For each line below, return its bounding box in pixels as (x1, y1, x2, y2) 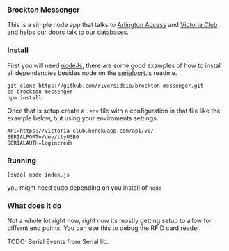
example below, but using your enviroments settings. (7, 113, 159, 122)
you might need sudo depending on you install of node (7, 183, 162, 192)
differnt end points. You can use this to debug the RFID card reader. (7, 224, 201, 232)
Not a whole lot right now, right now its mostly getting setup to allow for (7, 217, 212, 225)
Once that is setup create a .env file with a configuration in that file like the (7, 106, 221, 115)
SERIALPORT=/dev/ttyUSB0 (7, 133, 79, 140)
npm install (7, 94, 42, 102)
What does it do (7, 200, 62, 210)
